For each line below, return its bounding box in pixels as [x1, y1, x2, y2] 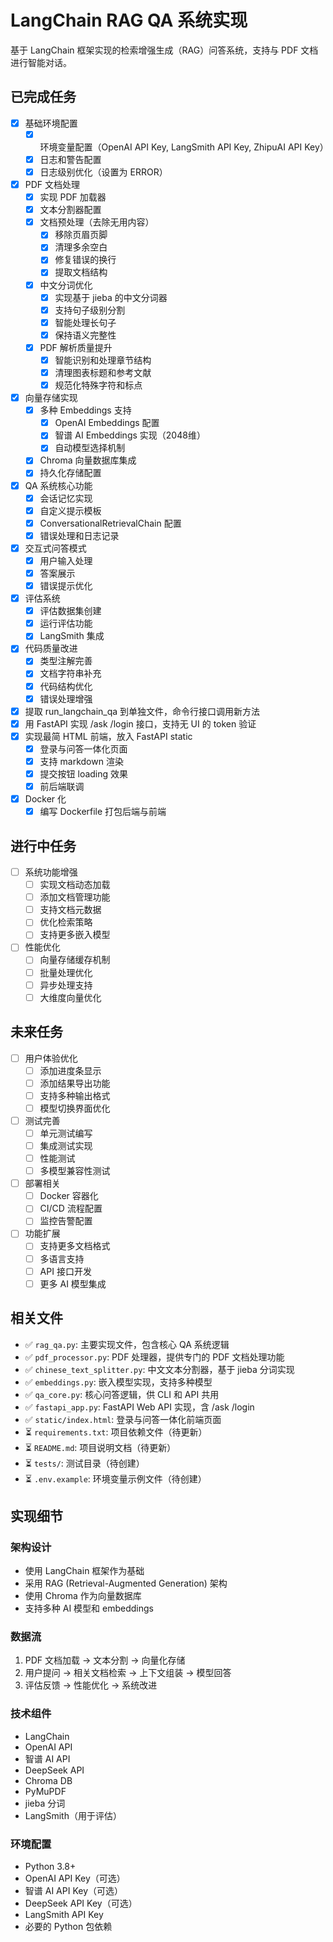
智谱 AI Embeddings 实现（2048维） [54, 429, 206, 441]
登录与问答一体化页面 [39, 742, 128, 755]
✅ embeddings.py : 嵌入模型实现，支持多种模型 [24, 1376, 213, 1388]
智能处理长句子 [54, 316, 117, 328]
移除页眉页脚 [54, 229, 108, 241]
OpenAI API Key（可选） [24, 1872, 126, 1885]
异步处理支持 [39, 979, 93, 991]
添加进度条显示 [39, 1064, 102, 1076]
